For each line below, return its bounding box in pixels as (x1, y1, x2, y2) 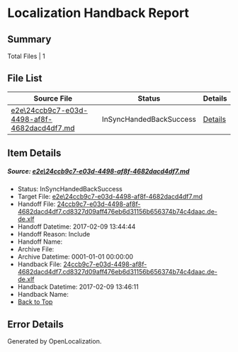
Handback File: (17, 260, 62, 268)
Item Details (7, 147, 62, 159)
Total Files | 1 (7, 52, 45, 60)
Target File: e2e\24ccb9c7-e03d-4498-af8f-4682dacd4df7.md (17, 193, 203, 201)
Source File (33, 93, 73, 103)
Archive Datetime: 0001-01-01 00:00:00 (17, 253, 133, 261)
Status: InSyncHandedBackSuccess (17, 185, 123, 193)
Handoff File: (17, 200, 56, 208)
